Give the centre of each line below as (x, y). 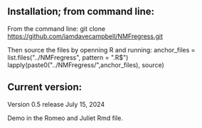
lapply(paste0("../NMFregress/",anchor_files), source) (86, 65)
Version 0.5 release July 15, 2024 (56, 104)
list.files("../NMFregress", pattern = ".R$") (68, 57)
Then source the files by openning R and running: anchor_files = (101, 50)
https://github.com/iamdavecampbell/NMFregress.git (85, 36)
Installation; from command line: (81, 12)
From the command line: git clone (56, 28)
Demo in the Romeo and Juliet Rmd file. (65, 118)
